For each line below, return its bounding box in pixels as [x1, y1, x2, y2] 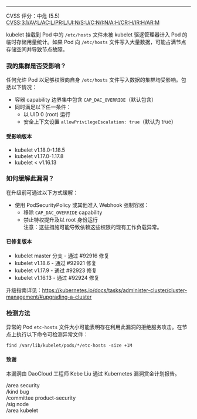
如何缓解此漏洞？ [6, 175, 55, 183]
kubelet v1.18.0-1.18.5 [14, 146, 66, 153]
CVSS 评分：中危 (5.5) [6, 12, 60, 19]
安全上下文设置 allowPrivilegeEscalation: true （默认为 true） [23, 118, 177, 125]
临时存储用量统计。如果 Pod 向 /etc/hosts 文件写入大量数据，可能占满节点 [6, 39, 186, 45]
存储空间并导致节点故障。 [6, 46, 68, 53]
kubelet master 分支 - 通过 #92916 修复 [14, 252, 110, 259]
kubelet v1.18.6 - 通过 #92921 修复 [14, 260, 97, 266]
